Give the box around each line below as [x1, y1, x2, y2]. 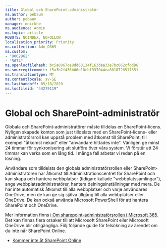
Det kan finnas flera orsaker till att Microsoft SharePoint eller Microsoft [5, 217, 149, 223]
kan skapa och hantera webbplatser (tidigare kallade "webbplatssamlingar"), [5, 176, 162, 182]
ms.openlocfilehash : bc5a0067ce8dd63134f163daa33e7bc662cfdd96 [5, 63, 139, 68]
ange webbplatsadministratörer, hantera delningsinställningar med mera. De [5, 181, 160, 187]
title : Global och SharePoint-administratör [5, 7, 99, 12]
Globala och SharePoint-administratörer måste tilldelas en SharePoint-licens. [5, 124, 162, 130]
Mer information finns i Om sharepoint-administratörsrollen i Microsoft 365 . [5, 212, 159, 218]
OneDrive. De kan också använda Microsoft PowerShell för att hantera [5, 197, 148, 203]
